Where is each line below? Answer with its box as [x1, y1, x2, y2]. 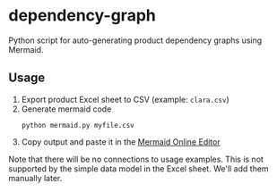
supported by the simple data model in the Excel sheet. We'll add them [8, 163, 270, 174]
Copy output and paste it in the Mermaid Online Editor [21, 136, 221, 147]
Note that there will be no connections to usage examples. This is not [8, 154, 264, 164]
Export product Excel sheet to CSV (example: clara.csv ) [21, 94, 229, 104]
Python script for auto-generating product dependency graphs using [8, 35, 263, 46]
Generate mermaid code [21, 104, 112, 114]
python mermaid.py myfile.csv [21, 121, 135, 129]
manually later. [8, 172, 63, 183]
